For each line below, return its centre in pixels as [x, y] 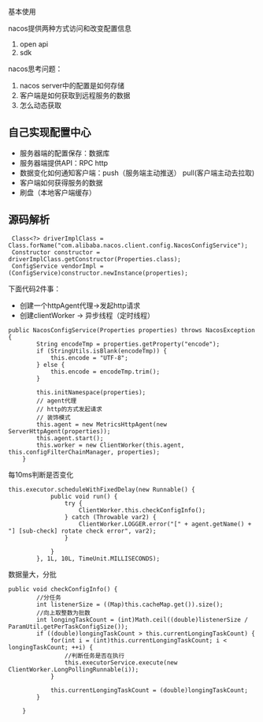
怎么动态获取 [40, 105]
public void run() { [84, 496]
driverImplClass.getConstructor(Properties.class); [94, 259]
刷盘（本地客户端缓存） [57, 193]
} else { [51, 365]
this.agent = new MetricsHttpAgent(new [102, 425]
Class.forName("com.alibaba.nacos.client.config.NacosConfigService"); [128, 245]
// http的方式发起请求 [69, 409]
